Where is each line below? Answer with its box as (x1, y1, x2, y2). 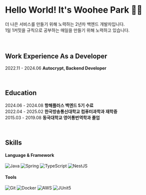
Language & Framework (5, 152, 55, 158)
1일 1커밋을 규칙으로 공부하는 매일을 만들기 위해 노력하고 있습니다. (5, 27, 130, 33)
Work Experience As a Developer (5, 52, 107, 61)
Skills (5, 138, 22, 147)
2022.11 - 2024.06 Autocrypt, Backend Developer (5, 65, 106, 71)
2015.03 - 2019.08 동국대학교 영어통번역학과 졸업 (5, 114, 100, 120)
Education (5, 89, 37, 97)
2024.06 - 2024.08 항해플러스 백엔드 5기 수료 (5, 102, 94, 108)
